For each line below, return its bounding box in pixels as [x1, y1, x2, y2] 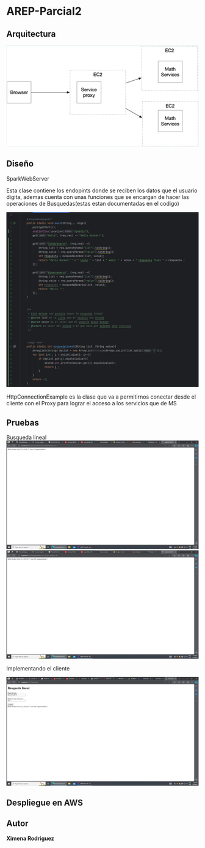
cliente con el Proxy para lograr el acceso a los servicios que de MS [6, 400, 177, 407]
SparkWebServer [6, 174, 50, 182]
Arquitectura [6, 29, 56, 39]
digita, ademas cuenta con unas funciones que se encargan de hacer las [6, 193, 189, 200]
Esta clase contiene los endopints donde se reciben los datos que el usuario [6, 187, 198, 194]
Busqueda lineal [6, 433, 47, 441]
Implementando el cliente [6, 665, 70, 672]
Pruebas [6, 418, 40, 428]
